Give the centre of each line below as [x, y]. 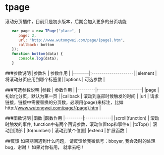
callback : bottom [36, 45]
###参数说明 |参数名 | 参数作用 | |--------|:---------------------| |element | [81, 73]
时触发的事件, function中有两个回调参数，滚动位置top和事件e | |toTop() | [79, 124]
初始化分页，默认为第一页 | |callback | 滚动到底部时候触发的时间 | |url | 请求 [82, 96]
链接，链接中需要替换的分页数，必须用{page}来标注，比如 [64, 102]
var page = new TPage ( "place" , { [46, 31]
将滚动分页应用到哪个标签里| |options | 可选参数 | [55, 79]
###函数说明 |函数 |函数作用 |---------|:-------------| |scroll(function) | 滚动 [82, 118]
